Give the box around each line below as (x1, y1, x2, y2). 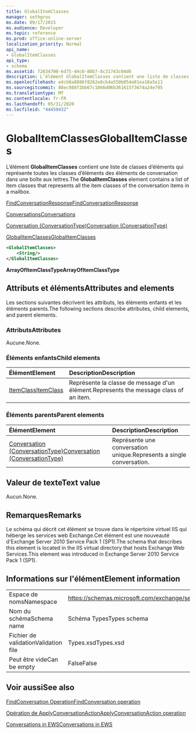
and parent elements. (6, 311, 57, 318)
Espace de (9, 590, 38, 598)
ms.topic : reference (6, 30, 57, 36)
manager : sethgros (6, 14, 51, 20)
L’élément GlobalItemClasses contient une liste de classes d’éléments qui (6, 163, 184, 170)
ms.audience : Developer (6, 25, 64, 31)
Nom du (9, 607, 31, 615)
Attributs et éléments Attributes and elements (6, 283, 174, 293)
